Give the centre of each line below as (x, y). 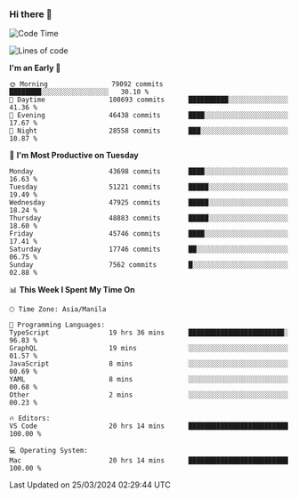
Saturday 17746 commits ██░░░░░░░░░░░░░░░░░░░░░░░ (149, 249)
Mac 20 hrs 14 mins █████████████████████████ (149, 461)
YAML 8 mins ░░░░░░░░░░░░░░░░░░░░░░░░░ (149, 380)
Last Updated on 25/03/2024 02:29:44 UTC (90, 485)
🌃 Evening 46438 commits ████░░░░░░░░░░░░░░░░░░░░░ (149, 116)
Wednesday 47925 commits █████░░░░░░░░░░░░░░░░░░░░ (149, 203)
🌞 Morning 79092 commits (86, 85)
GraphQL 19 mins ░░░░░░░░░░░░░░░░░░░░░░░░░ (149, 349)
